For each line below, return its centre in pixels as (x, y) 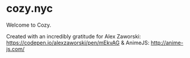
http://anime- (167, 43)
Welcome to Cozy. (29, 25)
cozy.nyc (30, 9)
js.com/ (16, 49)
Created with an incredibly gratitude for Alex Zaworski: (74, 36)
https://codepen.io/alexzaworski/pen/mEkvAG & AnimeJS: (78, 43)
